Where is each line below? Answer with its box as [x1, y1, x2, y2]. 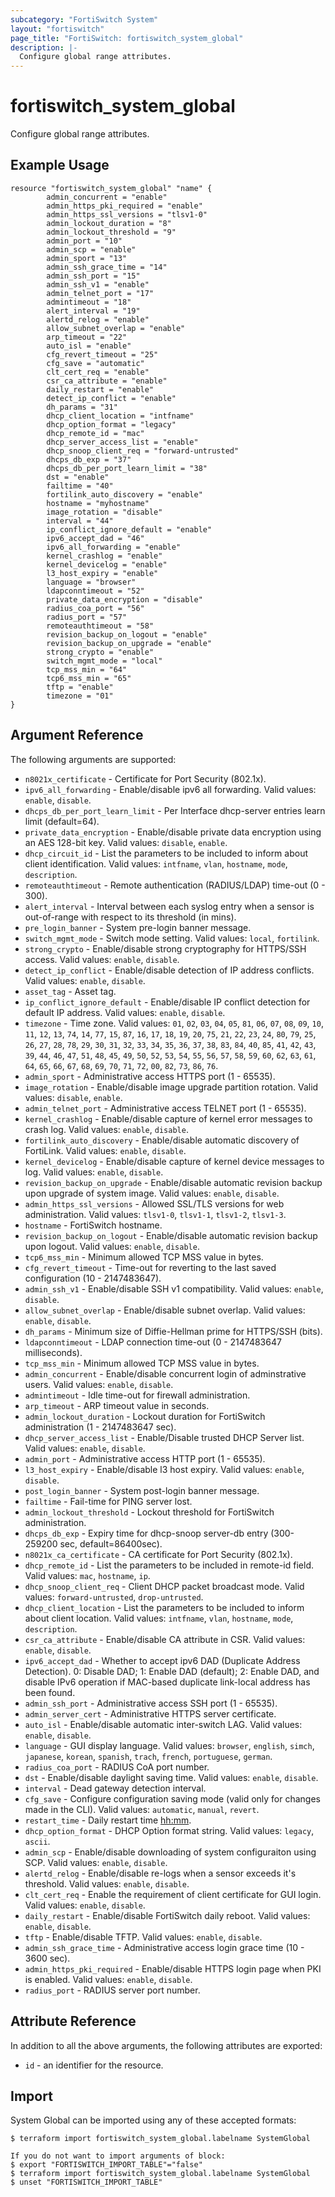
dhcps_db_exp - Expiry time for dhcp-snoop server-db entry [24, 1527, 269, 1539]
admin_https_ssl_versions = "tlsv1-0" [46, 209, 208, 220]
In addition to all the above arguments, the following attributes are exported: [10, 2039, 323, 2051]
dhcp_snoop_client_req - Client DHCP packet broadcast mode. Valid [24, 1580, 305, 1592]
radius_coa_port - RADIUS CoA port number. [24, 1761, 210, 1773]
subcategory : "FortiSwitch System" [10, 14, 159, 25]
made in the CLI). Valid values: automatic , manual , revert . [24, 1803, 260, 1815]
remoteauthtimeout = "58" [46, 621, 155, 631]
